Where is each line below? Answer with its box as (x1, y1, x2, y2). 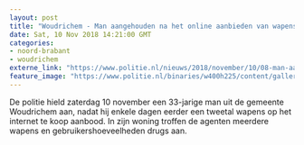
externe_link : (9, 64, 63, 73)
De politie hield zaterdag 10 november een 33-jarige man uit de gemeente (9, 96, 285, 107)
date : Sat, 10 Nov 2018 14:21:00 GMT (9, 30, 152, 39)
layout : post (9, 13, 59, 23)
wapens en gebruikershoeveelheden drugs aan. (9, 125, 187, 136)
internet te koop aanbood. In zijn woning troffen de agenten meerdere (9, 115, 270, 126)
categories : (9, 38, 54, 48)
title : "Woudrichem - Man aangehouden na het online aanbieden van (9, 22, 270, 31)
